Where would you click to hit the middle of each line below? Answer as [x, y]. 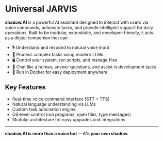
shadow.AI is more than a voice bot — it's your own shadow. [67, 133]
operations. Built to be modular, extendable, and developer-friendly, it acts [79, 32]
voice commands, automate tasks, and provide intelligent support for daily [79, 27]
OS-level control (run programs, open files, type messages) [72, 114]
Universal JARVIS [41, 9]
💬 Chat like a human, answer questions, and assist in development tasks [84, 67]
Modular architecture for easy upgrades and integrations [69, 119]
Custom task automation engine [44, 109]
